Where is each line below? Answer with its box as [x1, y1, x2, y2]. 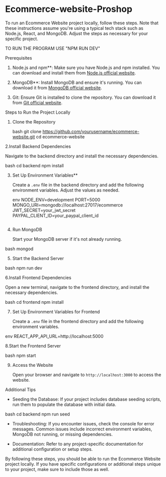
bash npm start [5, 352, 36, 358]
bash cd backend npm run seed [5, 411, 70, 417]
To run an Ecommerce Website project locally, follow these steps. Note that [5, 20, 159, 26]
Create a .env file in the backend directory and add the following [12, 182, 144, 188]
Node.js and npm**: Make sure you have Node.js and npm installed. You [12, 65, 160, 70]
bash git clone [12, 128, 42, 135]
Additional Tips [5, 386, 36, 393]
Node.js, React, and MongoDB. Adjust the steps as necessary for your [5, 30, 148, 36]
